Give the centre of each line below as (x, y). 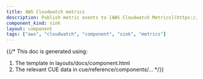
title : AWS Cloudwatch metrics (46, 12)
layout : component (29, 29)
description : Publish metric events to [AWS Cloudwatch (78, 17)
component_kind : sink (34, 23)
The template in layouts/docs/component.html (72, 63)
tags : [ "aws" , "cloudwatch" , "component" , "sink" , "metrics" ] (86, 34)
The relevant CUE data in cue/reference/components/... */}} (89, 69)
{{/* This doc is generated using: (47, 51)
